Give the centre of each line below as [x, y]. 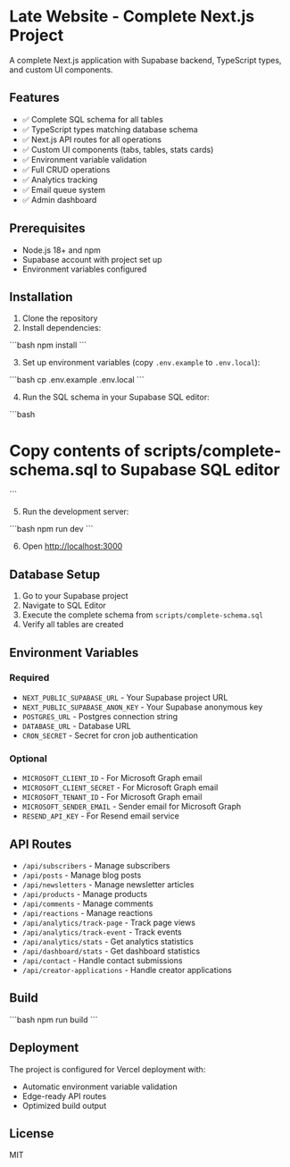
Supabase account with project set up [92, 259]
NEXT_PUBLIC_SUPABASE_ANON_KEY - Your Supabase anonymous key [142, 707]
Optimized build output [64, 1105]
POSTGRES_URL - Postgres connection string [100, 716]
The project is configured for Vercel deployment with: [108, 1069]
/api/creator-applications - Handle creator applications [127, 970]
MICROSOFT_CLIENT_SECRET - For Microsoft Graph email [120, 787]
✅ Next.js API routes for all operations [92, 139]
